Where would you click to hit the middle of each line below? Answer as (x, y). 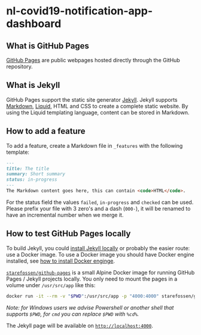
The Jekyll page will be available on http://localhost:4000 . (80, 325)
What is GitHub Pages (48, 46)
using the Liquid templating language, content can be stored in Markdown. (98, 112)
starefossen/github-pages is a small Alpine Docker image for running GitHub (100, 272)
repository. (19, 66)
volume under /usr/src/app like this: (51, 285)
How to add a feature (46, 131)
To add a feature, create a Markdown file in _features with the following (95, 145)
